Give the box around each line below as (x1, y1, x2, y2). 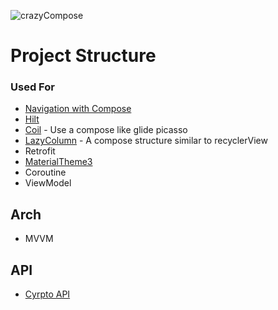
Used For (10, 80, 55, 94)
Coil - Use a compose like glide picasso (24, 124, 188, 136)
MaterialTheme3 (24, 156, 93, 168)
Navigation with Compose (24, 103, 132, 115)
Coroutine (24, 166, 67, 179)
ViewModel (24, 177, 72, 189)
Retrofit (24, 145, 56, 157)
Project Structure (10, 45, 157, 67)
